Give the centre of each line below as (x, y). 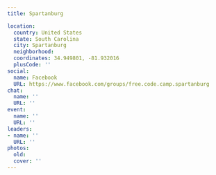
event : (17, 110)
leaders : (20, 129)
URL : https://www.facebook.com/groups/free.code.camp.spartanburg (111, 84)
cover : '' (27, 161)
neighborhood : (34, 52)
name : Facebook (35, 77)
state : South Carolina (46, 39)
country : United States (48, 33)
